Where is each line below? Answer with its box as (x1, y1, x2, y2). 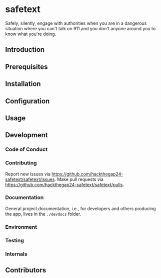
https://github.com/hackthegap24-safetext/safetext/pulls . (5, 181, 124, 188)
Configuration (5, 97, 50, 105)
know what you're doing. (5, 31, 56, 37)
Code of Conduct (5, 146, 47, 153)
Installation (5, 79, 41, 88)
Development (5, 131, 48, 139)
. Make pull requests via (54, 176, 104, 182)
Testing (5, 237, 24, 244)
